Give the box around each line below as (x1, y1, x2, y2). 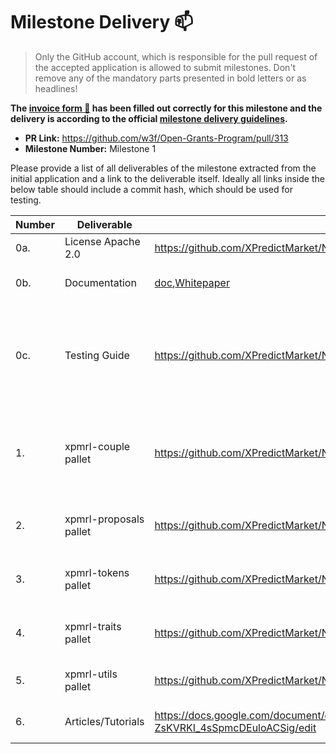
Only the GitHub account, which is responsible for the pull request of (34, 50, 318, 63)
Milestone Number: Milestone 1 (24, 142, 157, 154)
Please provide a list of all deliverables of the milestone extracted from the (10, 162, 317, 174)
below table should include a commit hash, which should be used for (10, 183, 293, 195)
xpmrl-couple (64, 439, 131, 453)
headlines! (34, 82, 78, 94)
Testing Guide (64, 348, 130, 362)
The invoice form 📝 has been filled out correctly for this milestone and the (10, 102, 323, 114)
